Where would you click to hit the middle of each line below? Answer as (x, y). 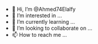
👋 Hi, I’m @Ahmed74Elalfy (44, 9)
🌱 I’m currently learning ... (43, 22)
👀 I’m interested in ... (37, 15)
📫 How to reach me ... (39, 35)
